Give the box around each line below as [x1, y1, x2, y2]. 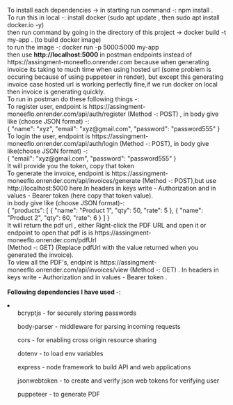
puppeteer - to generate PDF [17, 390, 101, 398]
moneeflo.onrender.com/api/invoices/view [7, 265, 129, 274]
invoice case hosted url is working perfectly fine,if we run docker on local [7, 80, 218, 88]
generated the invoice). [7, 251, 74, 259]
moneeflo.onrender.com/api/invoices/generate [7, 177, 141, 184]
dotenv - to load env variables [17, 349, 104, 358]
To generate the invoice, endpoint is [7, 169, 110, 177]
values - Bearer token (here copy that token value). [7, 191, 153, 200]
